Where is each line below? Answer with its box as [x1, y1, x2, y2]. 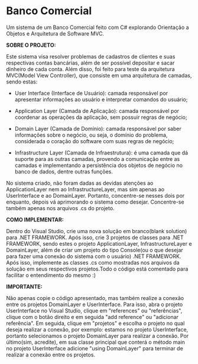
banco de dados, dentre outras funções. [14, 167, 113, 175]
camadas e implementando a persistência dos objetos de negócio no [14, 162, 183, 169]
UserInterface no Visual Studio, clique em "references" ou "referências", [6, 307, 183, 314]
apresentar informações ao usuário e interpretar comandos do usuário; [14, 96, 188, 103]
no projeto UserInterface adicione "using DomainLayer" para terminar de [6, 344, 183, 352]
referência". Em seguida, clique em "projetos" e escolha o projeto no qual [6, 320, 185, 327]
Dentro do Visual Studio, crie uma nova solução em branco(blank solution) [6, 227, 187, 234]
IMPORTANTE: [6, 283, 43, 290]
